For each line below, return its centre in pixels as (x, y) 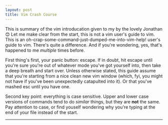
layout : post (19, 10)
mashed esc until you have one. (38, 86)
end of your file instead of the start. (42, 112)
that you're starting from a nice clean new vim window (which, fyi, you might (84, 76)
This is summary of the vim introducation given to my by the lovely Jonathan (84, 29)
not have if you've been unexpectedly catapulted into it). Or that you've (78, 81)
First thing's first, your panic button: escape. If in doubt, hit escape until (79, 60)
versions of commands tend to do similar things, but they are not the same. (83, 101)
